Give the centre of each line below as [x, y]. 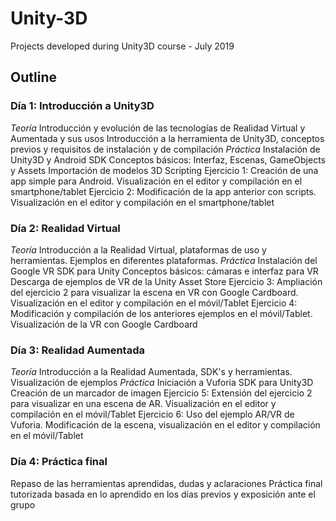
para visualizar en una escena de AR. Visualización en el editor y [143, 404]
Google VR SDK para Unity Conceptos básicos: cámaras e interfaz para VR [164, 271]
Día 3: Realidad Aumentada [77, 350]
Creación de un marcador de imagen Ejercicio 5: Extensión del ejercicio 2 [161, 393]
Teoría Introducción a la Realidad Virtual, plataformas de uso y [138, 249]
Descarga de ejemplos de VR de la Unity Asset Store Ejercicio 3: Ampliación [166, 281]
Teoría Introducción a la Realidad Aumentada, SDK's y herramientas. [151, 372]
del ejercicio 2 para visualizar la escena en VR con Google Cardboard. [154, 292]
